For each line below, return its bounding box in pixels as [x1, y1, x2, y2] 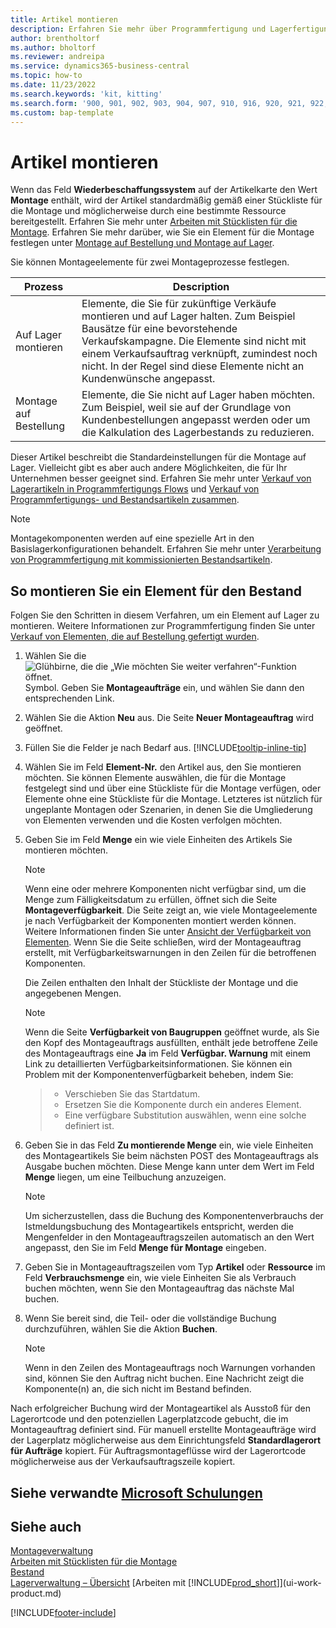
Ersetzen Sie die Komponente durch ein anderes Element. [64, 1099, 302, 1111]
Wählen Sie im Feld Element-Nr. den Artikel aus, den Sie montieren [24, 761, 302, 773]
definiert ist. [64, 1120, 115, 1132]
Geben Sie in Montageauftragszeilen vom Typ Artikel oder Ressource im [24, 1261, 326, 1273]
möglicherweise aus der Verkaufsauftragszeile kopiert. [10, 1456, 236, 1468]
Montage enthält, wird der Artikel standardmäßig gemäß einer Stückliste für [10, 194, 323, 206]
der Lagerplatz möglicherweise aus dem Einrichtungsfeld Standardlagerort [10, 1434, 322, 1446]
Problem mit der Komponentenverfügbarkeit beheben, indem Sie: [24, 1069, 294, 1081]
